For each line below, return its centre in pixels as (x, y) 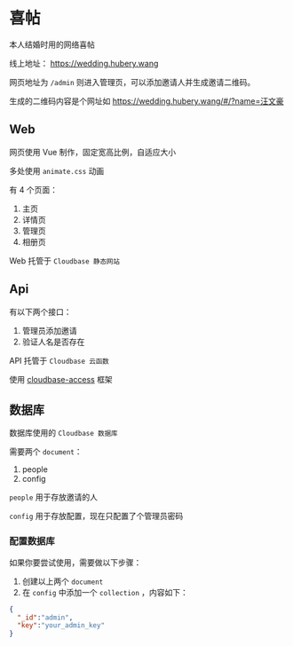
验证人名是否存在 (53, 342)
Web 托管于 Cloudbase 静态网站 (64, 260)
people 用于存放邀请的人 (53, 497)
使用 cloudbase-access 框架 (61, 379)
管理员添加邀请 (49, 330)
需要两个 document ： (46, 452)
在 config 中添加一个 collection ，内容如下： (105, 592)
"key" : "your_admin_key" (61, 626)
